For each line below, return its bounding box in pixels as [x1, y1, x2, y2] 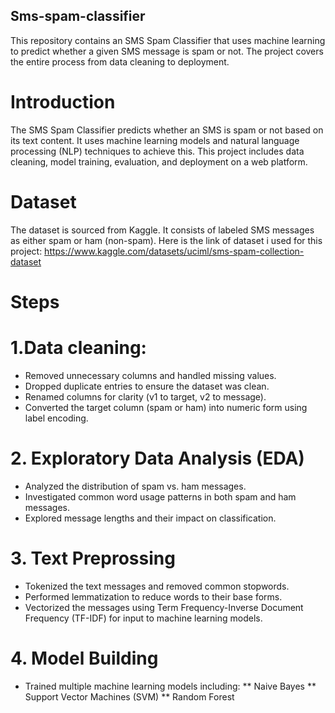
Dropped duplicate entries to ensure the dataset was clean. [24, 380, 270, 392]
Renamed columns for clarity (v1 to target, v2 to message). [24, 390, 267, 403]
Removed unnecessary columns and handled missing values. [24, 369, 277, 381]
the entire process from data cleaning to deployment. [10, 55, 230, 68]
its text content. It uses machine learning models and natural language [10, 134, 300, 146]
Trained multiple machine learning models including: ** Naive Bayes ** [24, 680, 317, 692]
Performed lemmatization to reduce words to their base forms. [24, 590, 283, 603]
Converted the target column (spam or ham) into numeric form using [24, 401, 308, 413]
